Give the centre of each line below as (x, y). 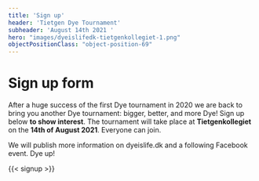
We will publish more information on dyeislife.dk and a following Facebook (128, 145)
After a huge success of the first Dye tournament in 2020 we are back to (126, 105)
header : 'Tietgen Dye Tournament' (65, 23)
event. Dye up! (32, 154)
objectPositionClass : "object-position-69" (80, 45)
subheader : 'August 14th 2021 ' (61, 30)
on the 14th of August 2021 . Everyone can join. (85, 130)
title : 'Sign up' (36, 15)
